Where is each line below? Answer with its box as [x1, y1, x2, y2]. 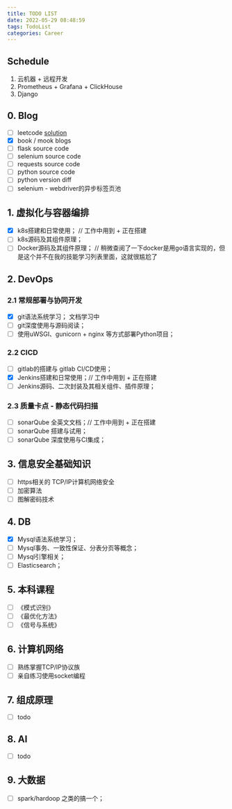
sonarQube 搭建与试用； [17, 427, 88, 435]
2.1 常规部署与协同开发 [7, 295, 83, 305]
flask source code [17, 144, 69, 152]
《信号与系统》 [17, 620, 60, 630]
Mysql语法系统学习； [17, 535, 78, 543]
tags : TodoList [7, 23, 51, 30]
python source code [17, 168, 75, 176]
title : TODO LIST [7, 10, 58, 17]
